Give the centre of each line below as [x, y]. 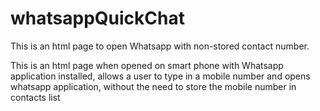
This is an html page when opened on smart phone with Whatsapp [147, 65]
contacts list [35, 97]
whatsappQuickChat [97, 18]
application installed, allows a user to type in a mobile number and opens [160, 76]
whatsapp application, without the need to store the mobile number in [153, 86]
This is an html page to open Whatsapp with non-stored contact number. [160, 46]
